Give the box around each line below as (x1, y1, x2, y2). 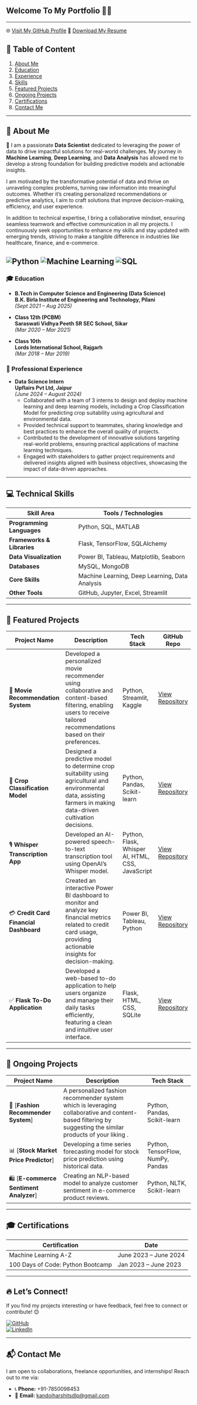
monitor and (65, 899, 98, 907)
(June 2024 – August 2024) (14, 391, 82, 398)
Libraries (9, 543, 35, 552)
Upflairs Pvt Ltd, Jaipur (14, 384, 72, 391)
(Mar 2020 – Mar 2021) (14, 327, 72, 334)
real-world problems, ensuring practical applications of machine (23, 441, 179, 448)
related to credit (65, 920, 110, 929)
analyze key (65, 906, 98, 914)
